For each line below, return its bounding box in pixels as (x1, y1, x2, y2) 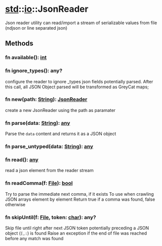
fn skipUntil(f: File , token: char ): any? (5, 213, 96, 220)
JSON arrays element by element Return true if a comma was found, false (5, 196, 156, 202)
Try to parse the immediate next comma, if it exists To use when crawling (5, 191, 154, 197)
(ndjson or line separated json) (5, 25, 68, 31)
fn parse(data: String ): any (5, 119, 71, 126)
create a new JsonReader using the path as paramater (5, 107, 116, 113)
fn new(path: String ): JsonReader (5, 96, 87, 103)
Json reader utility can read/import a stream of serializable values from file (5, 20, 157, 26)
